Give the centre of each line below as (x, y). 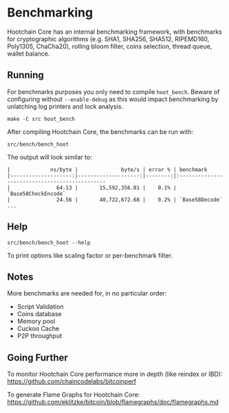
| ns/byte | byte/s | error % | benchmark (107, 170)
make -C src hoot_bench (41, 119)
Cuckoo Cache (38, 328)
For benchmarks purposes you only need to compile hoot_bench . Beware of (113, 91)
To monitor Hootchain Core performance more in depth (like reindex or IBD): (115, 374)
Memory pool (36, 322)
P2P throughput (40, 336)
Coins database (39, 314)
